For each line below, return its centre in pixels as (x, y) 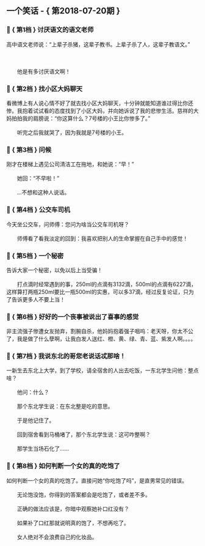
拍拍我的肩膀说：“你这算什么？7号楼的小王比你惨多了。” (81, 118)
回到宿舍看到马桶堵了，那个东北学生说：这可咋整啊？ (84, 434)
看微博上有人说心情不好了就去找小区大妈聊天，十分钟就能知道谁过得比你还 (100, 103)
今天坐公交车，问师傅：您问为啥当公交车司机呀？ (68, 224)
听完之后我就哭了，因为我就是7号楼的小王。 (72, 132)
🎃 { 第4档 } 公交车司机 (38, 210)
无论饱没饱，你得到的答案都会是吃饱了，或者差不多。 (84, 494)
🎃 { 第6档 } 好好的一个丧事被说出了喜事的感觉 (73, 317)
